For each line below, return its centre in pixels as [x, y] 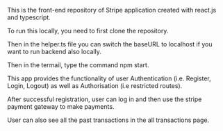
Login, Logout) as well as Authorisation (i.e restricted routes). [95, 86]
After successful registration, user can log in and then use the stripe [105, 99]
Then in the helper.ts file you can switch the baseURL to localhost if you [110, 44]
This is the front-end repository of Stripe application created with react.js [112, 10]
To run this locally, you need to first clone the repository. [88, 31]
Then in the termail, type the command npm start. [78, 65]
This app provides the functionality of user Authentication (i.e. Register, [109, 78]
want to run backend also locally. [55, 52]
